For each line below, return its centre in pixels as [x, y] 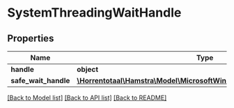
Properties [31, 38]
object [87, 69]
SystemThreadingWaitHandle [94, 13]
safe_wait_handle [40, 81]
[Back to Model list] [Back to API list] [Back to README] [87, 98]
